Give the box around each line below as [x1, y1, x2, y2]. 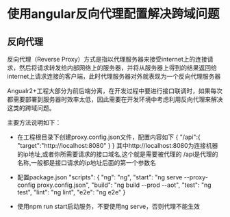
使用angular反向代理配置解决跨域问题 [7, 6, 220, 22]
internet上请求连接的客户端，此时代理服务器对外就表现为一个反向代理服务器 [7, 73, 221, 80]
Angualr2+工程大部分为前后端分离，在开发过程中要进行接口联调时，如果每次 [7, 87, 223, 94]
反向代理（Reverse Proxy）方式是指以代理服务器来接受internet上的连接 [7, 55, 207, 63]
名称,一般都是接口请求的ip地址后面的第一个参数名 [16, 159, 156, 166]
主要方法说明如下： [7, 118, 62, 127]
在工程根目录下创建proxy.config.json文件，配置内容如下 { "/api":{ [16, 133, 201, 141]
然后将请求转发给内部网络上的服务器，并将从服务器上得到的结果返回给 [18, 64, 217, 72]
